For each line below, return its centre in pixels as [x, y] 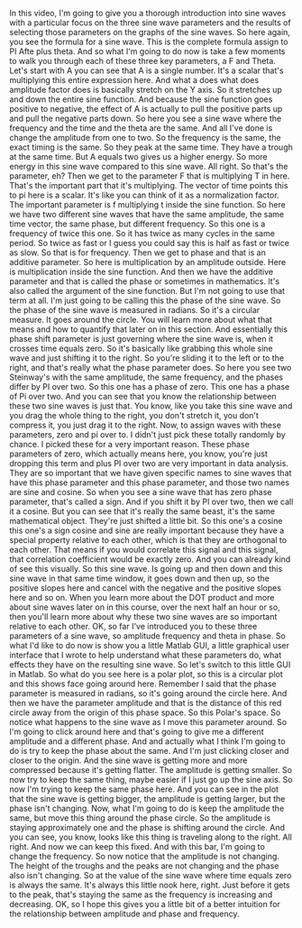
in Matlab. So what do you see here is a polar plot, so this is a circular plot [146, 674]
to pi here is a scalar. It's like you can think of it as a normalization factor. [144, 195]
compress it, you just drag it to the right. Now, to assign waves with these [146, 425]
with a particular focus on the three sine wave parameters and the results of [150, 23]
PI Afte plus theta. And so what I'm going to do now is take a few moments [147, 51]
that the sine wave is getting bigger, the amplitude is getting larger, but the [147, 799]
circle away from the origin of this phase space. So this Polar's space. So [145, 712]
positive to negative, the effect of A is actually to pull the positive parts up [146, 109]
